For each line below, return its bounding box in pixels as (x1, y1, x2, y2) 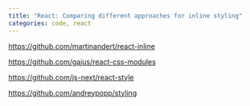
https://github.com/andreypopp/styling (8, 88, 137, 97)
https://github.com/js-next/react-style (8, 72, 134, 82)
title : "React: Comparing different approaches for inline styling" (8, 11, 243, 20)
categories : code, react (8, 19, 92, 27)
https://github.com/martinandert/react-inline (8, 41, 155, 51)
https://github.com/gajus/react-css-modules (8, 57, 157, 67)
